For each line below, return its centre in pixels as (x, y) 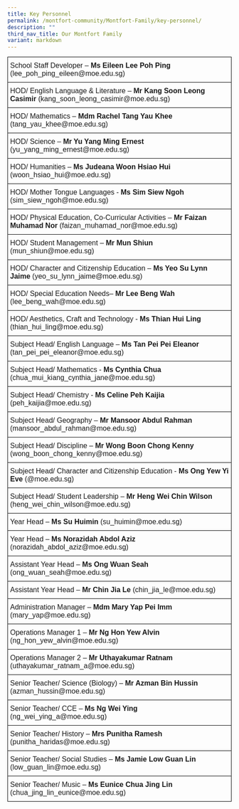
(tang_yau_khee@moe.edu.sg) (59, 125)
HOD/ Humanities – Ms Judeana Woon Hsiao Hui (90, 167)
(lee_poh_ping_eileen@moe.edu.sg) (68, 74)
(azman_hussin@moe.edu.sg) (58, 692)
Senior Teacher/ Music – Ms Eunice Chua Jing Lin (91, 785)
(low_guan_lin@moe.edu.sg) (55, 767)
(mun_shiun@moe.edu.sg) (52, 251)
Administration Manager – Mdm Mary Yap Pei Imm (91, 607)
